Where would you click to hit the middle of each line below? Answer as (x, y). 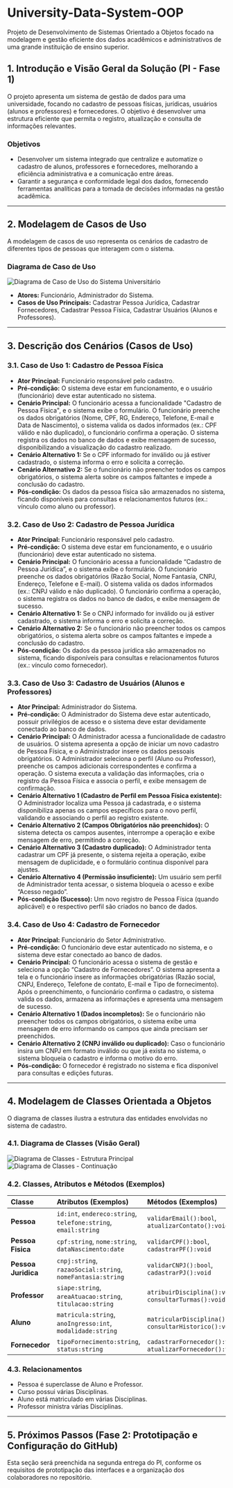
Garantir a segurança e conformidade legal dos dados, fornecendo (113, 182)
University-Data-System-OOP (95, 13)
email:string (78, 1230)
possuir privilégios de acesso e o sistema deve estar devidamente (112, 722)
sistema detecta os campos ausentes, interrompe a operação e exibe (116, 833)
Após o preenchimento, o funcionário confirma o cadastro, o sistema (115, 991)
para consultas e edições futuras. (65, 1073)
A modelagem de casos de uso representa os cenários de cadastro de (107, 241)
